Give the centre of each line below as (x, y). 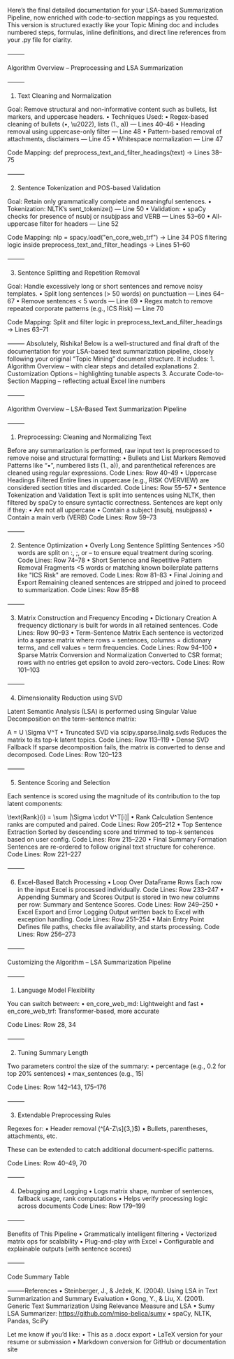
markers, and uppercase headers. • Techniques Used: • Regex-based (108, 117)
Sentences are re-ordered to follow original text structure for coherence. (111, 847)
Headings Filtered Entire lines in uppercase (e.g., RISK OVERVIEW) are (108, 480)
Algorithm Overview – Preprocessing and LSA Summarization (95, 68)
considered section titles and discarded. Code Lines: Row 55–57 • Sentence (117, 488)
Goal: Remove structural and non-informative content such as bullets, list (112, 109)
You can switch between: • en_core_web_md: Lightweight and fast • (105, 1004)
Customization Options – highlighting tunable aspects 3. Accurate (101, 374)
